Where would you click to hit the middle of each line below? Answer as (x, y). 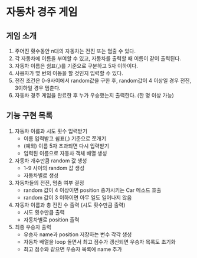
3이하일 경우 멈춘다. (37, 88)
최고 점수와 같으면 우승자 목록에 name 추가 (73, 249)
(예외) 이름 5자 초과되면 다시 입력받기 (66, 146)
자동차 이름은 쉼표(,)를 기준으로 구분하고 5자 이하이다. (76, 66)
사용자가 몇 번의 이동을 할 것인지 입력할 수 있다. (69, 73)
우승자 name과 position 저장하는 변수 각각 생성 (78, 234)
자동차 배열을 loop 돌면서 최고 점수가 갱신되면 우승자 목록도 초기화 (99, 241)
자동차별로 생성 (41, 175)
